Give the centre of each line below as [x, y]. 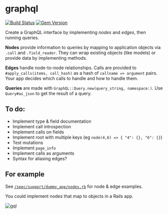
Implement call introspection [42, 126]
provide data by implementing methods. [46, 58]
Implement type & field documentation [52, 121]
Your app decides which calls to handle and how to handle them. [72, 78]
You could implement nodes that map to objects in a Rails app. [69, 196]
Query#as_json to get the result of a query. [48, 93]
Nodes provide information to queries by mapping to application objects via [83, 47]
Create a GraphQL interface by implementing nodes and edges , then [76, 32]
